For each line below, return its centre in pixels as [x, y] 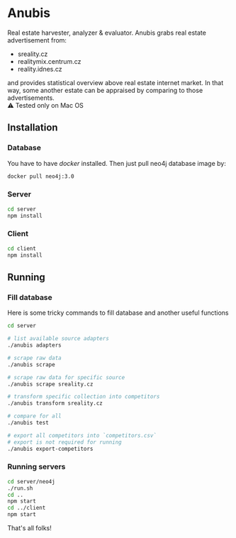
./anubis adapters [34, 345]
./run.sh [20, 488]
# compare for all [34, 416]
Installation [33, 128]
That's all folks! [29, 528]
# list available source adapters [58, 339]
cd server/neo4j [31, 481]
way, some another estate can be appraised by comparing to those [105, 90]
